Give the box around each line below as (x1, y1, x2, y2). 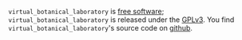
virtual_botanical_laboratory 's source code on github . (8, 24, 193, 32)
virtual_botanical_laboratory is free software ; (8, 7, 165, 16)
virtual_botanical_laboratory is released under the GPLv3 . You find (8, 15, 235, 24)
